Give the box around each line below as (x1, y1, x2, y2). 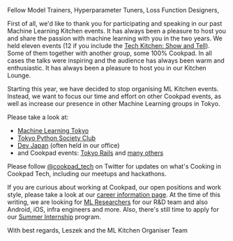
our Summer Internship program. (7, 212, 102, 221)
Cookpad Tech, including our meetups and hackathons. (7, 170, 167, 178)
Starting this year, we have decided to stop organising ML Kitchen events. (7, 85, 219, 93)
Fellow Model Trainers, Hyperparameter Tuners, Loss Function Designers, (7, 6, 220, 14)
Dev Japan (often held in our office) (17, 141, 120, 149)
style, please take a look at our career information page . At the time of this (7, 191, 221, 199)
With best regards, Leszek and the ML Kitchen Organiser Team (7, 226, 188, 234)
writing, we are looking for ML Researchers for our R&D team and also (7, 198, 208, 206)
